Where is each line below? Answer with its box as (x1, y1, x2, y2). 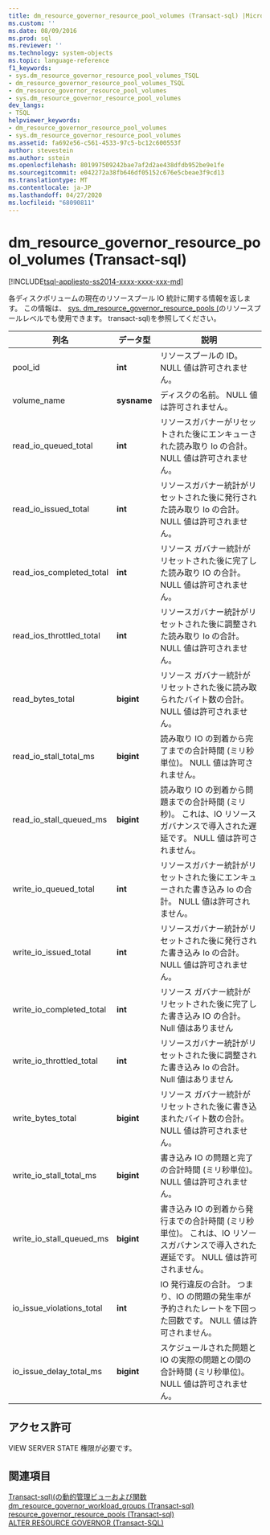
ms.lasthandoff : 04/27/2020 (8, 191, 103, 199)
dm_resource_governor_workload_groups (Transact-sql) (8, 1501, 194, 1511)
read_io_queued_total (12, 440, 93, 451)
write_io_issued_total (12, 946, 92, 958)
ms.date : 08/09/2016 (8, 27, 78, 35)
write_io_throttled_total (12, 1055, 98, 1066)
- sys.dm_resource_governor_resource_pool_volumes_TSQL (8, 72, 199, 80)
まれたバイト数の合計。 (160, 1113, 249, 1124)
